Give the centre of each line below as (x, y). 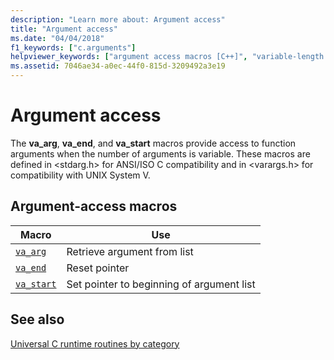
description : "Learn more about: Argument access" (118, 19)
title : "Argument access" (64, 29)
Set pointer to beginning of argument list (161, 284)
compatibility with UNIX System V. (80, 175)
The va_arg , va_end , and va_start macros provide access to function (153, 143)
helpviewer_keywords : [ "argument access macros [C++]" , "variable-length (167, 57)
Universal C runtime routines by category (95, 343)
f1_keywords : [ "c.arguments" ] (73, 47)
